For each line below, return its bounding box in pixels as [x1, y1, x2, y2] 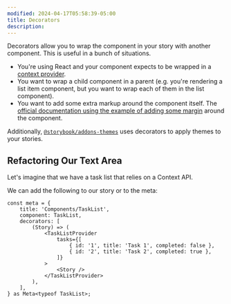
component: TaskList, [19, 212, 82, 219]
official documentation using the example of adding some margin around [17, 106, 225, 115]
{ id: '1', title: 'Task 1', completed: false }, [68, 243, 215, 249]
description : [7, 23, 45, 30]
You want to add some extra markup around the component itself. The [17, 99, 218, 108]
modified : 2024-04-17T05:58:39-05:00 [7, 10, 116, 17]
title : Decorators [7, 17, 60, 23]
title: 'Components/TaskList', [19, 206, 110, 213]
